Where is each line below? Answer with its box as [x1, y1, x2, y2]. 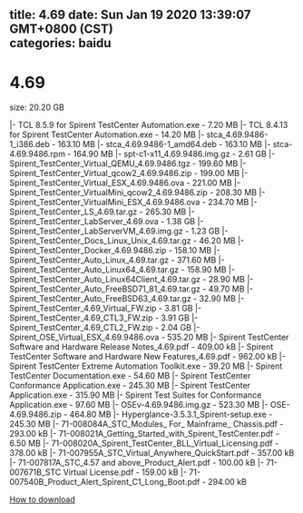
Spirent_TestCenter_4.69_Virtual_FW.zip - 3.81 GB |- [9, 303, 202, 314]
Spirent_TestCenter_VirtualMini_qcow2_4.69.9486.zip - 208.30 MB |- [9, 187, 266, 198]
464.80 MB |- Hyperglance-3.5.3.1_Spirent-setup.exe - [69, 409, 273, 420]
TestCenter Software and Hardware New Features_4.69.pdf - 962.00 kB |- [9, 351, 286, 362]
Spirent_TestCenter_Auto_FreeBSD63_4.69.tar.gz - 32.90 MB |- [9, 293, 245, 304]
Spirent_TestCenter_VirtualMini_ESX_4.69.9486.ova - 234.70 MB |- [9, 197, 258, 208]
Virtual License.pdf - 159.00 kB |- [63, 467, 188, 478]
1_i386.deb [9, 139, 50, 150]
